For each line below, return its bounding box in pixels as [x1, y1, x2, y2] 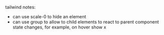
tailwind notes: [5, 4, 36, 10]
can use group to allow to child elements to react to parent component [12, 19, 159, 25]
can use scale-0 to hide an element [12, 14, 87, 19]
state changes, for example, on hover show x [12, 24, 106, 30]
